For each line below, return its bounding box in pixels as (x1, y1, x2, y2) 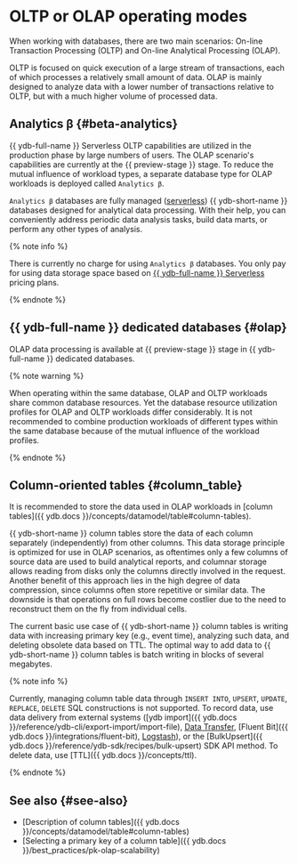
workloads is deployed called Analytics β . (9, 178, 165, 189)
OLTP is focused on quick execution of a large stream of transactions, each (9, 62, 285, 73)
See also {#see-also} (9, 793, 129, 808)
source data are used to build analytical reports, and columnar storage (9, 556, 268, 567)
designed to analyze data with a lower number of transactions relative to (9, 81, 274, 92)
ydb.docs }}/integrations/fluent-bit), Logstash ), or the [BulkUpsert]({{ (9, 731, 263, 742)
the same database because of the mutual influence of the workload (9, 425, 260, 436)
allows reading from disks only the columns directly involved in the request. (9, 566, 286, 577)
